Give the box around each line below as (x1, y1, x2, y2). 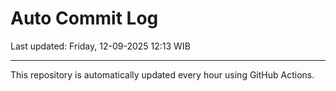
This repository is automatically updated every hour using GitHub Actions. (10, 68, 315, 81)
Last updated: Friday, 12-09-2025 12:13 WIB (10, 40, 191, 52)
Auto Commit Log (10, 7, 159, 30)
